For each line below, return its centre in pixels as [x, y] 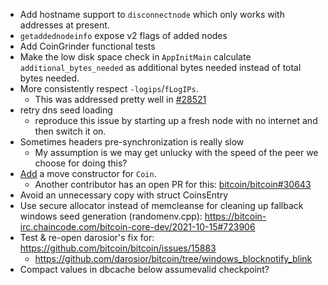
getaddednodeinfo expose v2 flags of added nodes [123, 35]
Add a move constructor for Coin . [88, 173]
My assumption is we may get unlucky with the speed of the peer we [176, 152]
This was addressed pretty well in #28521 [120, 99]
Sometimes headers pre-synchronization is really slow [132, 142]
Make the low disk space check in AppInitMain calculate [135, 57]
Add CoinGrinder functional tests [87, 46]
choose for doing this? [81, 163]
